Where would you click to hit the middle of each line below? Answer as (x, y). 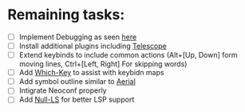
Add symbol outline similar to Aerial (77, 82)
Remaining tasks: (66, 15)
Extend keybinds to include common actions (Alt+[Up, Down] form (128, 55)
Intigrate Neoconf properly (63, 90)
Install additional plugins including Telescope (93, 46)
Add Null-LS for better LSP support (77, 100)
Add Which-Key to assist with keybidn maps (91, 73)
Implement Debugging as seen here (78, 37)
